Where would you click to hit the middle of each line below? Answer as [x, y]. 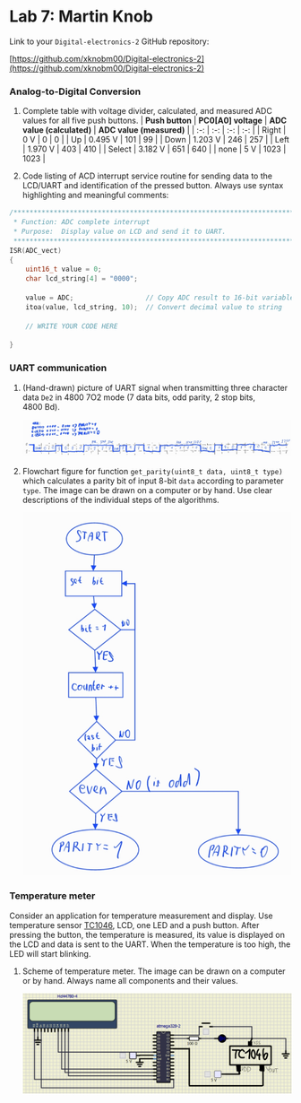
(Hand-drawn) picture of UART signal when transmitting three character [155, 387]
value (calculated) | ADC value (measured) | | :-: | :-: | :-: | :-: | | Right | [154, 130]
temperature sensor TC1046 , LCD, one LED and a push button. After [134, 925]
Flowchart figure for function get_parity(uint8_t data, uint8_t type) [153, 471]
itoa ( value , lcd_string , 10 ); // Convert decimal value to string [154, 307]
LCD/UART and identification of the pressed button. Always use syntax [153, 186]
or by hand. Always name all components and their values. [130, 980]
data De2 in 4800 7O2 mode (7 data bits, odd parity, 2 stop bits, [139, 397]
